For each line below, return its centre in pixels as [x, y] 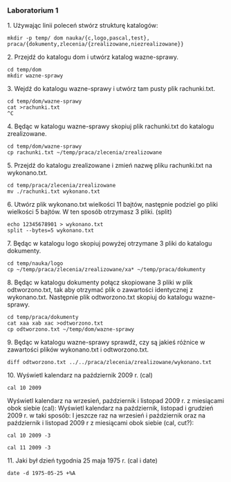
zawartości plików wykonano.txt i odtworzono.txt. [78, 350]
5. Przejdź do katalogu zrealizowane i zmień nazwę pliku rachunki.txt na [110, 166]
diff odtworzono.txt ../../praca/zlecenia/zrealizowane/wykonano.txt [110, 363]
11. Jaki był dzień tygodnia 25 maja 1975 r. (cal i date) [82, 461]
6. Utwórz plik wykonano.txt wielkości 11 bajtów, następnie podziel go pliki [113, 205]
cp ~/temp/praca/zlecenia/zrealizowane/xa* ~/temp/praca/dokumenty [107, 270]
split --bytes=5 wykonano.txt [51, 231]
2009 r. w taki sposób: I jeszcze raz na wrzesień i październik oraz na [107, 415]
